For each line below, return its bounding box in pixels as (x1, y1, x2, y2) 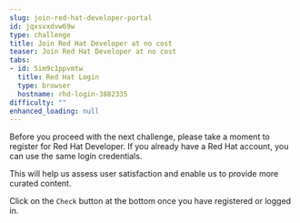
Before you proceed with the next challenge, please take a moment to (9, 131, 270, 142)
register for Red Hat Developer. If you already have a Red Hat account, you (9, 141, 289, 152)
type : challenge (9, 30, 71, 39)
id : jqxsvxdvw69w (9, 22, 75, 31)
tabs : (9, 56, 30, 65)
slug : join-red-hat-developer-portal (9, 13, 153, 23)
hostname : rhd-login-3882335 (17, 89, 128, 98)
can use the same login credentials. (9, 151, 143, 162)
